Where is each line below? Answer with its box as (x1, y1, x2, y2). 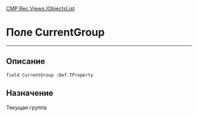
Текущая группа (6, 103, 47, 111)
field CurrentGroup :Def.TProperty (6, 72, 94, 78)
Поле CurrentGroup (6, 26, 105, 39)
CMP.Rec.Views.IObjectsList (6, 5, 75, 12)
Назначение (6, 88, 54, 98)
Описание (6, 56, 45, 67)
